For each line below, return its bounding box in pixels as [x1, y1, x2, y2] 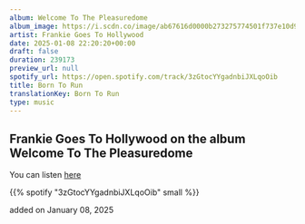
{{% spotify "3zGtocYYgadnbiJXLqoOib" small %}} [9, 187, 200, 198]
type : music [9, 97, 54, 107]
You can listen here [9, 170, 82, 180]
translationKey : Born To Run [9, 89, 120, 98]
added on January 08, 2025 [9, 205, 114, 216]
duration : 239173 [9, 55, 75, 64]
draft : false [9, 47, 59, 56]
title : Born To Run [9, 81, 84, 90]
